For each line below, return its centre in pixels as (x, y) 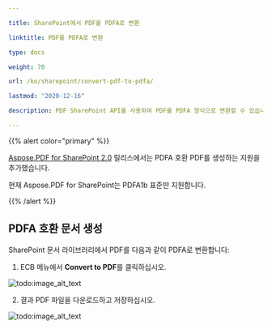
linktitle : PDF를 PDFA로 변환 (56, 37)
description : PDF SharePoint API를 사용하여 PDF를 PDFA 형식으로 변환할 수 (127, 111)
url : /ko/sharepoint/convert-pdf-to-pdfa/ (81, 82)
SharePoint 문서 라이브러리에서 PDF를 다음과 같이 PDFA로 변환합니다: (119, 250)
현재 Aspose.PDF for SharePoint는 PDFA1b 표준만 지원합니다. (107, 185)
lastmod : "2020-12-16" (47, 96)
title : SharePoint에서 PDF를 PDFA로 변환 (74, 23)
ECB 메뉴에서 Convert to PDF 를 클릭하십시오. (93, 267)
